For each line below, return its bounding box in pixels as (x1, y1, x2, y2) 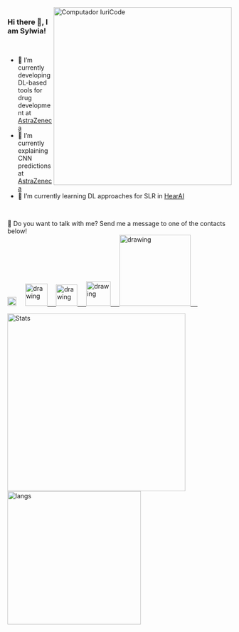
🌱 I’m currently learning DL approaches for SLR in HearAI (17, 192, 185, 200)
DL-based (17, 78, 48, 87)
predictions (17, 161, 51, 170)
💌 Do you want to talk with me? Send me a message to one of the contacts (7, 220, 226, 228)
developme (17, 101, 51, 109)
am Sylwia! (7, 26, 46, 36)
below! (7, 227, 27, 235)
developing (17, 71, 51, 80)
